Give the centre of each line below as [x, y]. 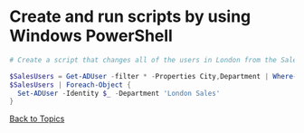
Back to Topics [37, 119]
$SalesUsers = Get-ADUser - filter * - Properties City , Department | [139, 76]
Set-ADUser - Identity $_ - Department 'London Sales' [119, 93]
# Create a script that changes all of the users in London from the [143, 60]
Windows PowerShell [91, 36]
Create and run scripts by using [130, 17]
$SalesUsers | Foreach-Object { [70, 85]
